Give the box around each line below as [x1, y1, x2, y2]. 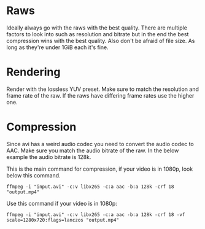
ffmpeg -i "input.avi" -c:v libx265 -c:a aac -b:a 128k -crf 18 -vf [6, 211, 185, 218]
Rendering [6, 65, 61, 79]
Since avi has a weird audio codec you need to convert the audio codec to [6, 140, 195, 147]
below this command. [6, 171, 61, 179]
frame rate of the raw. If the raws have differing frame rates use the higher [6, 91, 195, 99]
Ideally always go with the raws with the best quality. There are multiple [6, 24, 187, 31]
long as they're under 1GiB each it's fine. [6, 44, 109, 51]
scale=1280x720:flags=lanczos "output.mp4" [6, 217, 120, 223]
